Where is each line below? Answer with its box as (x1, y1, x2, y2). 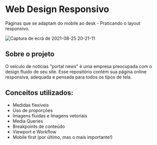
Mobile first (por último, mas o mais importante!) (12, 134, 113, 140)
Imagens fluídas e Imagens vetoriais (12, 112, 88, 119)
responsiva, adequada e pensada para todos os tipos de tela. (5, 74, 132, 80)
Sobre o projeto (5, 50, 54, 58)
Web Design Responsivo (5, 4, 109, 15)
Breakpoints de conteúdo (12, 123, 65, 129)
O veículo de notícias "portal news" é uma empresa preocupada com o (5, 63, 152, 69)
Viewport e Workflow (12, 128, 57, 134)
